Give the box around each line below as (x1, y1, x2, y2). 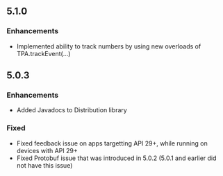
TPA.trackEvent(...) (16, 49, 71, 58)
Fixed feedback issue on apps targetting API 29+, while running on (16, 139, 208, 148)
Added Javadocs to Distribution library (16, 106, 128, 114)
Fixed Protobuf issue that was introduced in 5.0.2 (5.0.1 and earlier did (16, 154, 217, 162)
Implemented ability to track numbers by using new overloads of (16, 42, 201, 51)
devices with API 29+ (16, 146, 78, 155)
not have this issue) (16, 161, 73, 169)
